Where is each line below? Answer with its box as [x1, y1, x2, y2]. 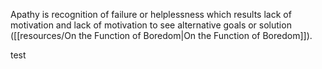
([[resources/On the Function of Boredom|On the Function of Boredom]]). [10, 30, 313, 41]
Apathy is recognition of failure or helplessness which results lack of [10, 9, 292, 20]
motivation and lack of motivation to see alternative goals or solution [10, 19, 292, 31]
